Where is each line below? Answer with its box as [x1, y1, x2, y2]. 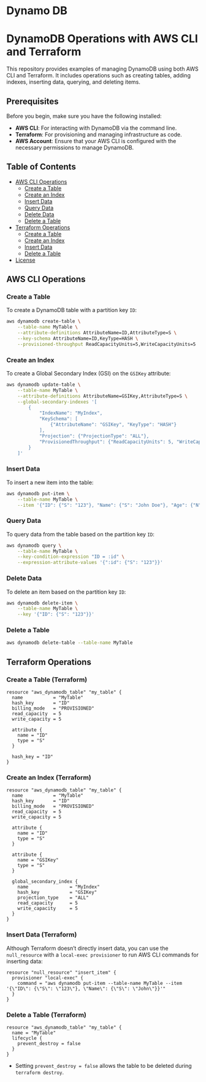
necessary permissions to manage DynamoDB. [15, 144, 134, 151]
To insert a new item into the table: [6, 479, 94, 486]
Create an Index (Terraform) [6, 773, 91, 782]
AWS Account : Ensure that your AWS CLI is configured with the [15, 137, 177, 144]
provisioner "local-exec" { [12, 974, 84, 981]
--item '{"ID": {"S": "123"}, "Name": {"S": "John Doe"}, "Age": [17, 502, 188, 508]
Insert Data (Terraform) [6, 930, 77, 939]
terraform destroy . [15, 1068, 64, 1076]
